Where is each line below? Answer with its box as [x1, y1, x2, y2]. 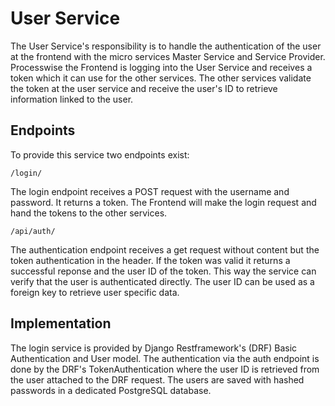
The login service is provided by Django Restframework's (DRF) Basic [10, 342, 298, 354]
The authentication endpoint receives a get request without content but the [10, 243, 320, 256]
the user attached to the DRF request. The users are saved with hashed [10, 373, 305, 386]
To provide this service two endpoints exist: [10, 148, 190, 161]
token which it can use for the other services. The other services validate [10, 72, 312, 84]
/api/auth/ [10, 226, 56, 236]
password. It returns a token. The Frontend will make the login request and [10, 196, 317, 208]
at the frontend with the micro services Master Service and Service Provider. [10, 50, 326, 62]
